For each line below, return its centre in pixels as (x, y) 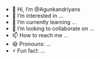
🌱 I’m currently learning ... (44, 22)
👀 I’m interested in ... (38, 16)
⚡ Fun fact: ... (28, 51)
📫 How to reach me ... (40, 35)
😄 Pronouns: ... (32, 44)
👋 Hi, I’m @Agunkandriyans (46, 9)
